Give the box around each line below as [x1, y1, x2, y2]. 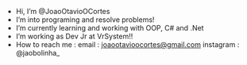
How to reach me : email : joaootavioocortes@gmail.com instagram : [15, 40, 240, 49]
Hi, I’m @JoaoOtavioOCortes [15, 7, 110, 16]
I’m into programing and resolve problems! [15, 15, 155, 24]
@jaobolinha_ [15, 49, 60, 57]
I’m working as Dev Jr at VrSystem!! [15, 31, 133, 41]
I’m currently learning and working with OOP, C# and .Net [15, 23, 204, 32]
